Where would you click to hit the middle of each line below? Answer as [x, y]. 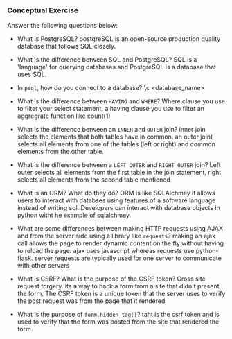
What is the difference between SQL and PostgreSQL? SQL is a [107, 60]
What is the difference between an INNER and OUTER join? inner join [111, 130]
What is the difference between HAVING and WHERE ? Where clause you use [121, 101]
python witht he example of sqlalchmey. [74, 215]
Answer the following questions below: [62, 26]
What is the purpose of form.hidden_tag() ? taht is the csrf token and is [118, 315]
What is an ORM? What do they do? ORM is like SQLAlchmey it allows [116, 193]
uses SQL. [32, 74]
